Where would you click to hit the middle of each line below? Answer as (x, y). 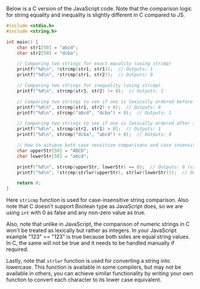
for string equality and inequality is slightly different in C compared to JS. (96, 15)
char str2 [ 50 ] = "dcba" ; (48, 53)
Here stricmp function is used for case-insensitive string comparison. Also (97, 200)
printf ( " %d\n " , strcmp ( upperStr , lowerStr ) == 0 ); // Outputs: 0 (101, 167)
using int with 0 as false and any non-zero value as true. (76, 212)
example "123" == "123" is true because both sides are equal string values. (98, 237)
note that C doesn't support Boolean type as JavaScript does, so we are (95, 207)
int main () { (22, 42)
